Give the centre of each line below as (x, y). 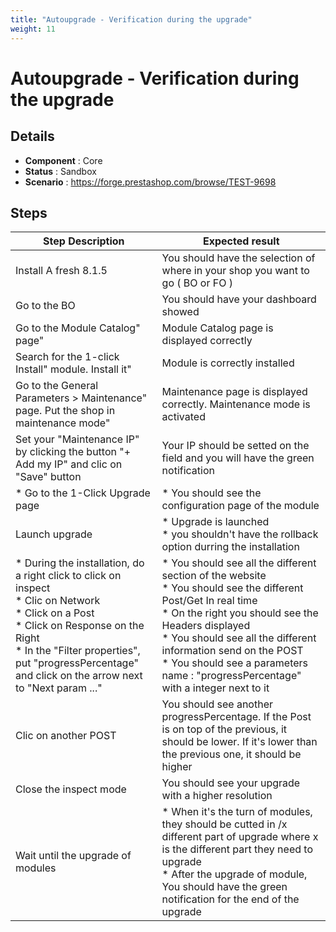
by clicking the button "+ (73, 452)
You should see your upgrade (231, 783)
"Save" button (48, 477)
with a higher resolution (217, 796)
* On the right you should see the (240, 613)
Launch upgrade (54, 534)
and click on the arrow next (79, 676)
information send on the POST (232, 651)
